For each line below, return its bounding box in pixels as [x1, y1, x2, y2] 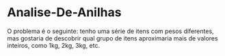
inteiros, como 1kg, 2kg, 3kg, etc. [7, 41, 101, 49]
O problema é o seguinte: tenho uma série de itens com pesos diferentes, [7, 27, 214, 35]
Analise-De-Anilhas [7, 5, 122, 20]
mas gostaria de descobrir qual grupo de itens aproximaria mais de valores [7, 34, 218, 42]
